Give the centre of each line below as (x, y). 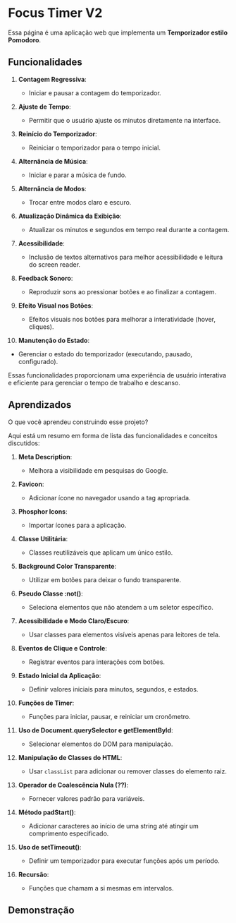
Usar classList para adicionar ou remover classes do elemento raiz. (128, 771)
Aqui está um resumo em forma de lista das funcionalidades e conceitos (113, 435)
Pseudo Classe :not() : (50, 593)
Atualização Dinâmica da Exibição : (70, 216)
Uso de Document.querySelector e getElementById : (95, 730)
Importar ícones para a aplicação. (77, 525)
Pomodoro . (25, 40)
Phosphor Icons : (43, 511)
